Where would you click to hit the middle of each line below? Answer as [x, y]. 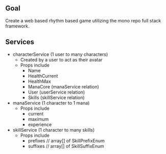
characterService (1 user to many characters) [60, 54]
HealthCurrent [43, 76]
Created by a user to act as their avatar [62, 59]
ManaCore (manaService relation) [64, 86]
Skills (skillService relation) [56, 97]
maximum [38, 119]
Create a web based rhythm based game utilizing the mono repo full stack [83, 20]
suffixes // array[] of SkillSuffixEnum [66, 146]
